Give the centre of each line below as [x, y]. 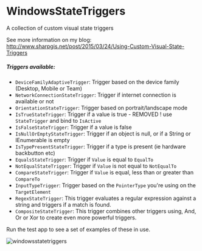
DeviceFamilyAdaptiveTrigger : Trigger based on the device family [97, 82]
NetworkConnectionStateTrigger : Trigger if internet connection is [96, 95]
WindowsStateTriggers [66, 11]
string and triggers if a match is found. [63, 204]
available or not [34, 101]
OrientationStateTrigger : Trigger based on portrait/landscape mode [101, 108]
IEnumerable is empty [42, 140]
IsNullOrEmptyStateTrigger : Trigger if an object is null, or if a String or [103, 133]
